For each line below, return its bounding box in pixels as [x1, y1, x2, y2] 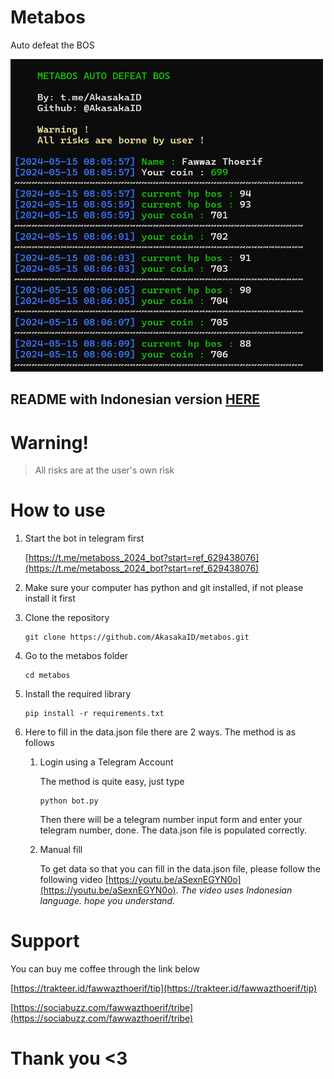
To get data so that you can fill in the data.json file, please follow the [39, 863, 321, 875]
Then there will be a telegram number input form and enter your [39, 814, 303, 826]
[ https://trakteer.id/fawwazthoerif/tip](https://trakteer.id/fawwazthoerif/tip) [10, 982, 318, 995]
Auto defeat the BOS [10, 39, 95, 51]
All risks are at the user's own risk [34, 464, 175, 476]
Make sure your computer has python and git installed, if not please [24, 582, 304, 594]
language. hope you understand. [39, 895, 176, 907]
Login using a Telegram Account [39, 756, 174, 768]
